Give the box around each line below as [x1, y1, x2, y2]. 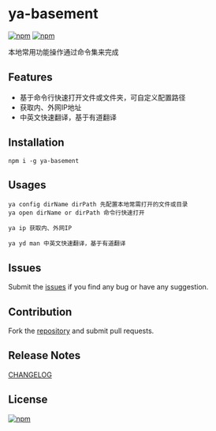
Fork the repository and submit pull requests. [8, 326, 155, 335]
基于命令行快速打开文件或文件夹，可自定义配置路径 [19, 93, 186, 102]
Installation [8, 136, 65, 149]
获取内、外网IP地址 [19, 102, 82, 112]
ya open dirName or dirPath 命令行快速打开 [8, 209, 145, 217]
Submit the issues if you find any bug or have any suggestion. [8, 282, 209, 292]
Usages [8, 178, 47, 191]
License [8, 393, 48, 406]
